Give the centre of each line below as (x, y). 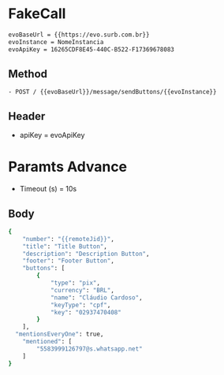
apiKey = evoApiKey (52, 136)
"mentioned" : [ (47, 342)
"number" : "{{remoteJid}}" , (68, 239)
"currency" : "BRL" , (82, 290)
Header (27, 116)
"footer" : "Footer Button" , (68, 261)
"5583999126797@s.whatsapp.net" (90, 349)
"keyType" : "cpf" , (80, 305)
